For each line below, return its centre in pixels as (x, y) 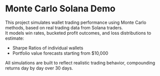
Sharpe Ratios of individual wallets (48, 48)
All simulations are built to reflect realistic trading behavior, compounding (80, 63)
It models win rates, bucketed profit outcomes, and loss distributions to (78, 33)
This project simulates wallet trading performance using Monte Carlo (76, 22)
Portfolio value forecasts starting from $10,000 (60, 53)
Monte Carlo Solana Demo (60, 9)
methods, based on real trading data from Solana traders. (64, 27)
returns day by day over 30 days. (39, 68)
